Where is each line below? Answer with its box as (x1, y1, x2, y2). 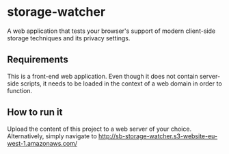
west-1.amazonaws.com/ (7, 139, 77, 147)
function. (7, 86, 33, 94)
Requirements (7, 54, 68, 66)
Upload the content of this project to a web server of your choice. (7, 125, 192, 133)
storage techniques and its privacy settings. (7, 34, 131, 42)
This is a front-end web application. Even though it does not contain (7, 72, 198, 80)
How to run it (7, 107, 63, 118)
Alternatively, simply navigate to (7, 131, 97, 140)
